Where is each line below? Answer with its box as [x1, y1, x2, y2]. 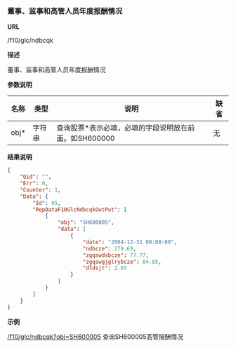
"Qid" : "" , [20, 173, 52, 180]
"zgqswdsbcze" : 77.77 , [82, 251, 150, 259]
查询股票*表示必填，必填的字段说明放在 [56, 123, 188, 133]
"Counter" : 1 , [20, 186, 61, 194]
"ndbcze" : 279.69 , [82, 245, 137, 252]
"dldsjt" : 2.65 [82, 265, 128, 272]
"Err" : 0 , [20, 180, 49, 187]
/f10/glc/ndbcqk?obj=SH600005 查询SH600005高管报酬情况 [7, 332, 184, 341]
